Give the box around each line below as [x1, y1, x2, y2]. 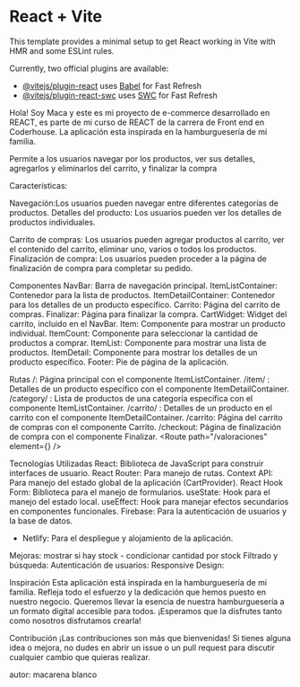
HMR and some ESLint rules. [9, 45, 115, 56]
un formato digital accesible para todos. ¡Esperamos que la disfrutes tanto [9, 605, 282, 616]
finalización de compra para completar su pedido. [9, 262, 193, 273]
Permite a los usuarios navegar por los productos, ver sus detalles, [9, 153, 256, 163]
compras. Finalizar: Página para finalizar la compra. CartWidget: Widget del [9, 308, 287, 320]
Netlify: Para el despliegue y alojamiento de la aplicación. [21, 533, 234, 543]
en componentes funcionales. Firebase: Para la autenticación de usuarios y [9, 506, 287, 516]
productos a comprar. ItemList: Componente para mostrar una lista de [9, 337, 267, 348]
